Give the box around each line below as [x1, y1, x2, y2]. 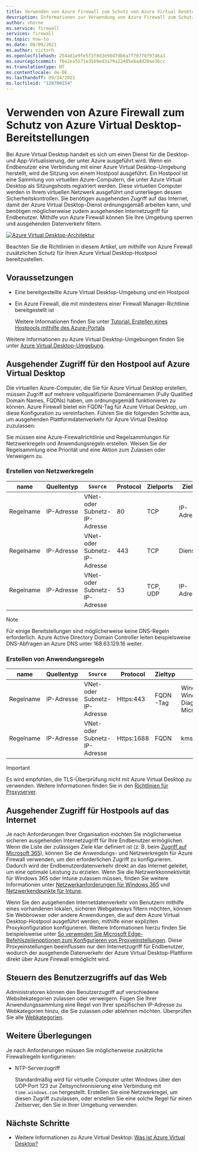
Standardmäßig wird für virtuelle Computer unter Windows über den [14, 1076, 182, 1083]
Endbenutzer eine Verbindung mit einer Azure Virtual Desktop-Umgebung [6, 163, 187, 170]
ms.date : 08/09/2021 [6, 42, 57, 48]
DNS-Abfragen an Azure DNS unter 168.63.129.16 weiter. [6, 640, 143, 647]
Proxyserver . [6, 788, 37, 795]
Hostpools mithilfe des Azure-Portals [14, 324, 105, 331]
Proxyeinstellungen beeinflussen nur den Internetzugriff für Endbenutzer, [6, 942, 185, 950]
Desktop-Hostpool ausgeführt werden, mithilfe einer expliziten [6, 918, 159, 925]
